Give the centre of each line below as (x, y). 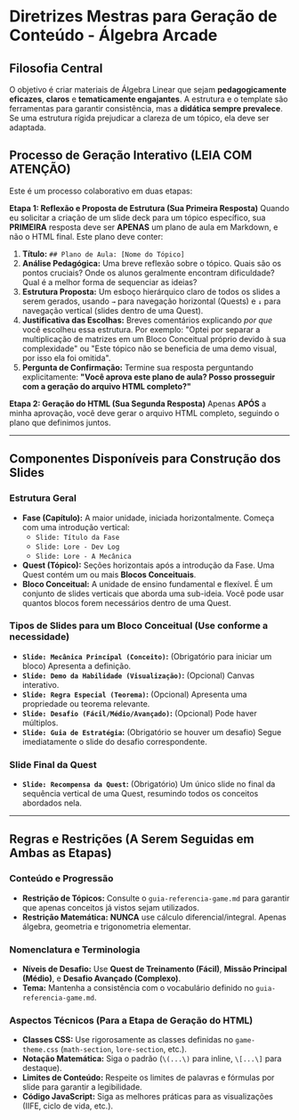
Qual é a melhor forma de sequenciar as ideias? (109, 282)
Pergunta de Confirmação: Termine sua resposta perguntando (137, 367)
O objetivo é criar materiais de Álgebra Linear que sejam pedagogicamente (148, 90)
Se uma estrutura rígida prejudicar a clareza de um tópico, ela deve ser (139, 118)
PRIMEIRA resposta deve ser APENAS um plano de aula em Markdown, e (144, 227)
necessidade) (39, 637)
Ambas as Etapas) (61, 853)
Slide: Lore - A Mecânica (83, 556)
